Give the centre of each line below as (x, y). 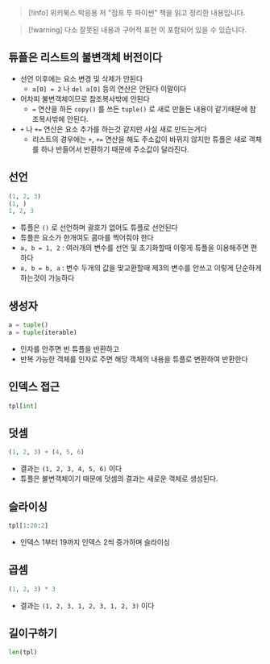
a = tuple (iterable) (43, 332)
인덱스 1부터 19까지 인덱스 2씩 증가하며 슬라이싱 (95, 542)
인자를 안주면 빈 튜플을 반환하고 (69, 349)
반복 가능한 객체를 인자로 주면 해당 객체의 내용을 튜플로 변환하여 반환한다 (134, 359)
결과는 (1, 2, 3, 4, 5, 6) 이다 (71, 469)
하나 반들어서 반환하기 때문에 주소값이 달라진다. (115, 149)
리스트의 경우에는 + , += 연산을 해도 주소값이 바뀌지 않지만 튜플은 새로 (139, 139)
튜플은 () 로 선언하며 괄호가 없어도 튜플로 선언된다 (99, 228)
